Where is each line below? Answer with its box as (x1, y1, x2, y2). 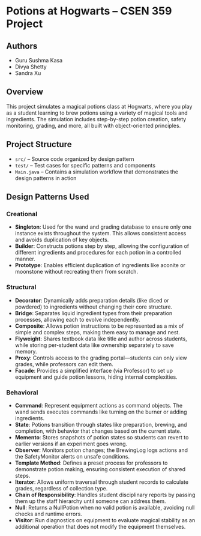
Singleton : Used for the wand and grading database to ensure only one (14, 223, 192, 230)
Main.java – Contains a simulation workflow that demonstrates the (14, 168, 179, 175)
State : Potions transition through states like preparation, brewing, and (14, 421, 187, 428)
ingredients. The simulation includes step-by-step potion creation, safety (6, 115, 187, 122)
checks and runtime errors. (14, 510, 82, 517)
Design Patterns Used (6, 192, 89, 202)
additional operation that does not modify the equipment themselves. (14, 523, 186, 530)
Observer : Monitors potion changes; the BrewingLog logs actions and (14, 446, 188, 454)
